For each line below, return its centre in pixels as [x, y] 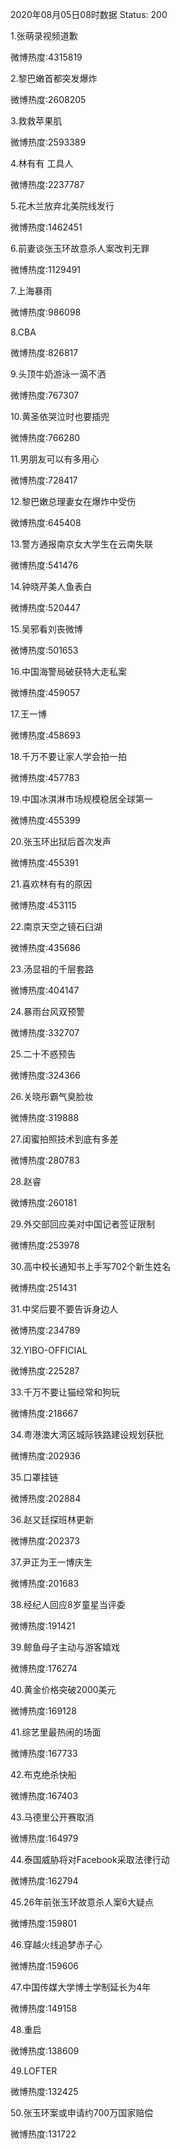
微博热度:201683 [45, 1583]
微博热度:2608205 [48, 99]
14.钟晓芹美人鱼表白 [51, 586]
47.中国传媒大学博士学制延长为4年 [81, 1987]
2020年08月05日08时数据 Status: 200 [89, 14]
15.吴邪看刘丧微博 [46, 629]
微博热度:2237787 [47, 184]
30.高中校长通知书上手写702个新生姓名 [91, 1266]
